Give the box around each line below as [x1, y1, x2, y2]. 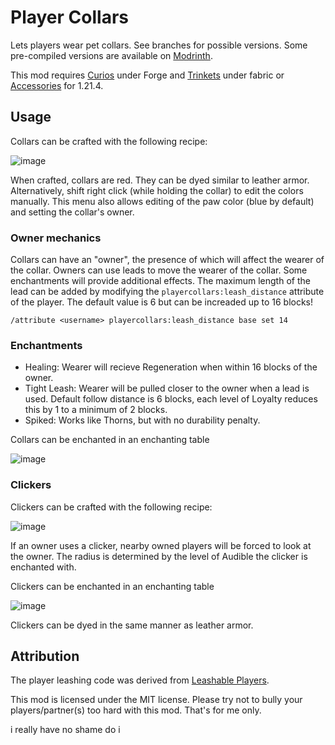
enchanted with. [10, 561, 77, 573]
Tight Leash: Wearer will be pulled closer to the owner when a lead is [24, 382, 310, 395]
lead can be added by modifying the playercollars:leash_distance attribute [10, 286, 325, 298]
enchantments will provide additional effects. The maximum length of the [10, 275, 311, 287]
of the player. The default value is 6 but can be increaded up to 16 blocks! [10, 296, 314, 308]
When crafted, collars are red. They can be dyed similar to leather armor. [10, 174, 310, 186]
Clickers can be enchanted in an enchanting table [10, 580, 215, 592]
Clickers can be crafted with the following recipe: [10, 501, 213, 513]
